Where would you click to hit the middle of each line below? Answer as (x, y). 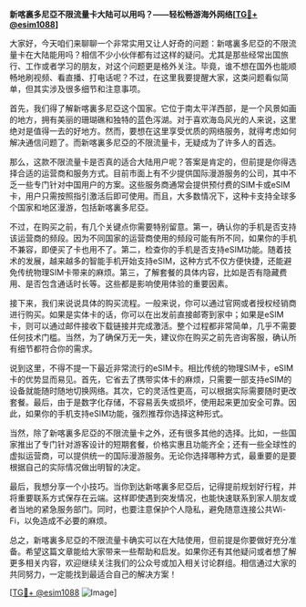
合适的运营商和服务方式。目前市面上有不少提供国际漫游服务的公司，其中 (153, 173)
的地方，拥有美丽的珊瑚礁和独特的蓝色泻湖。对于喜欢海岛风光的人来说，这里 (153, 119)
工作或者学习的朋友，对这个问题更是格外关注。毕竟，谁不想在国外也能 (157, 66)
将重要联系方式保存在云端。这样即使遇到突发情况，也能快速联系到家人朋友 (149, 498)
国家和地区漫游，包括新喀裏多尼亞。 (85, 207)
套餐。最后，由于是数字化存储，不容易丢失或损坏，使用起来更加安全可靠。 (149, 402)
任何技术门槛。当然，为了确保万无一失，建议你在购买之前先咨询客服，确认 (149, 337)
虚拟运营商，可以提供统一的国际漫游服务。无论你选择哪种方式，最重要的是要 (153, 456)
